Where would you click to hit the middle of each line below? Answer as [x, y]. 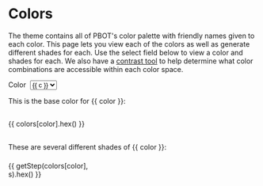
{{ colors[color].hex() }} [47, 124]
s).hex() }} [25, 174]
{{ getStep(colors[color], [48, 165]
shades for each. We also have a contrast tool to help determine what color [131, 61]
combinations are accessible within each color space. [96, 69]
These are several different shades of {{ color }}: [88, 146]
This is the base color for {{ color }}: [67, 101]
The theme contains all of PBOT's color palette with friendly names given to [131, 36]
